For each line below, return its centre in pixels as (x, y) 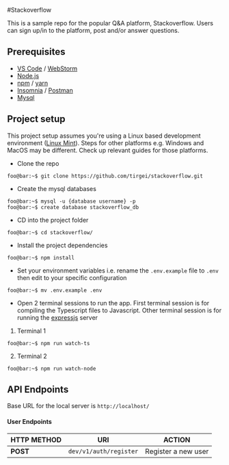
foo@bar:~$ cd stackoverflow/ (50, 232)
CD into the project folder (53, 220)
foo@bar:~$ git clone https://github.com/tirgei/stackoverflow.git (105, 176)
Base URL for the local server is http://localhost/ (78, 406)
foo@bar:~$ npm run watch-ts (49, 343)
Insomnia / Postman (45, 90)
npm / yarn (32, 83)
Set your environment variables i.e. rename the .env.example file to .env (118, 271)
